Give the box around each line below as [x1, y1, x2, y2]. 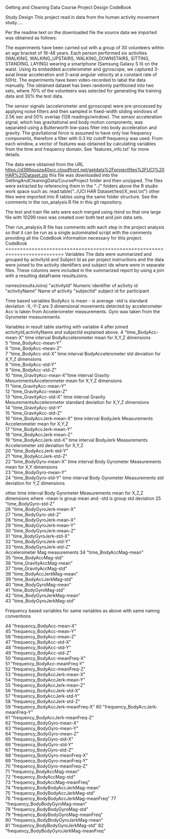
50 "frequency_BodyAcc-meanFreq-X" [5, 655, 86, 661]
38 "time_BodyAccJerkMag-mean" [5, 571, 78, 577]
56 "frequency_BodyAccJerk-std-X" [5, 688, 80, 693]
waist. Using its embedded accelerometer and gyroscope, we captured [5, 66, 153, 72]
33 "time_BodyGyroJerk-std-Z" [5, 544, 71, 550]
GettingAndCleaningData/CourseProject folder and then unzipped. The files [5, 178, 163, 183]
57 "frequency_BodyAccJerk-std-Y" [5, 693, 80, 699]
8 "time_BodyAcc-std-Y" [5, 361, 57, 367]
